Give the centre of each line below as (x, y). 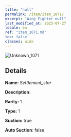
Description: (18, 92)
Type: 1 (13, 111)
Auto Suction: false (25, 130)
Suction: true (18, 120)
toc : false (16, 37)
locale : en (16, 28)
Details (16, 71)
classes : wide (19, 42)
